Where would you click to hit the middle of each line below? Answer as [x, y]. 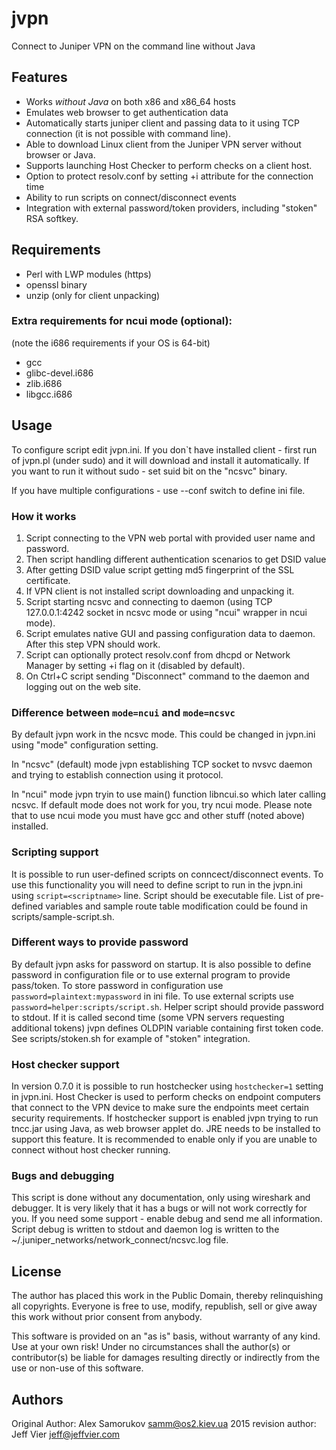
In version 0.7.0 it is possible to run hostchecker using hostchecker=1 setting [167, 1086]
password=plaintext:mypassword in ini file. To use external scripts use [152, 996]
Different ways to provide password [100, 942]
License [36, 1271]
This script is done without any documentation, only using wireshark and [161, 1198]
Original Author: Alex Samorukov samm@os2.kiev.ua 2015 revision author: [164, 1424]
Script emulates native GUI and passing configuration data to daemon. [170, 633]
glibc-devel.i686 [59, 373]
